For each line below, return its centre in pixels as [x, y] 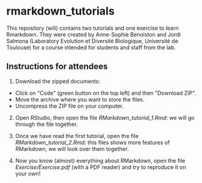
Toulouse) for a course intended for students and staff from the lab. [91, 47]
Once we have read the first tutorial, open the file [77, 136]
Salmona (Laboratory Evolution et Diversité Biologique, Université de [92, 41]
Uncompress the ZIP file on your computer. [69, 106]
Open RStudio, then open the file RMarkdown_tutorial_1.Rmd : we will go [105, 117]
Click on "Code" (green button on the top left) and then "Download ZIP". [106, 93]
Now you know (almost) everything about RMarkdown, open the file [100, 161]
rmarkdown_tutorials [60, 11]
